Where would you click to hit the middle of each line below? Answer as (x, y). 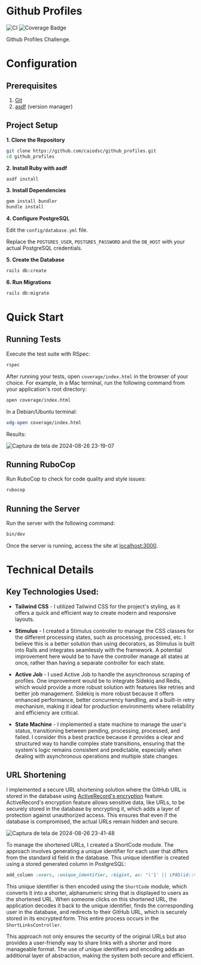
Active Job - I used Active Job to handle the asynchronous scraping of (102, 674)
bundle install (25, 207)
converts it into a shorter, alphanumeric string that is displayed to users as (98, 892)
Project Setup (32, 125)
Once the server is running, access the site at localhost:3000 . (82, 545)
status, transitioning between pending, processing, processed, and (98, 730)
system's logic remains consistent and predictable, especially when (98, 749)
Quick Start (35, 317)
